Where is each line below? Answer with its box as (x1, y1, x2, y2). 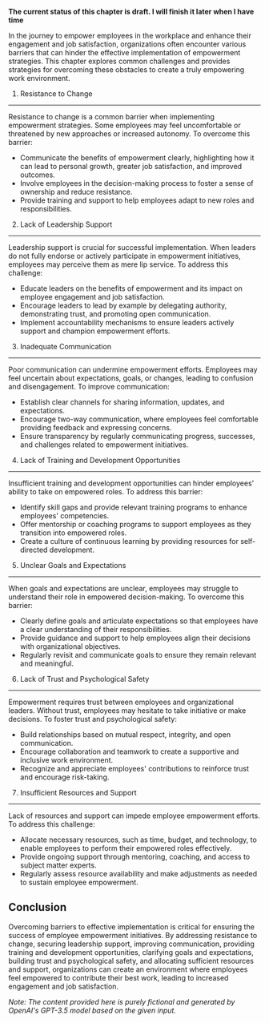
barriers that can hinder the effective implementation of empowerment (8, 48, 241, 57)
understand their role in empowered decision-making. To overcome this (8, 592, 245, 602)
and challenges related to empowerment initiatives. (19, 440, 189, 449)
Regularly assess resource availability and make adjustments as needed (19, 869, 258, 878)
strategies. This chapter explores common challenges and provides (8, 56, 231, 66)
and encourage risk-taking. (19, 772, 110, 782)
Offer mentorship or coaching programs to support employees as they (19, 520, 251, 529)
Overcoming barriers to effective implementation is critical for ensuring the (8, 921, 255, 932)
